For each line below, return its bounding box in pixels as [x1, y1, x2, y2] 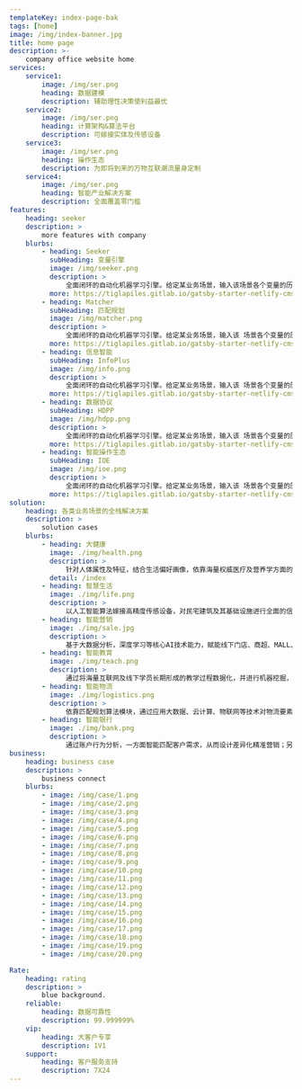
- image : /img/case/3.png [41, 808, 139, 817]
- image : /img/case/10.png [41, 866, 143, 875]
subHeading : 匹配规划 [49, 306, 126, 315]
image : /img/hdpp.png [49, 415, 130, 424]
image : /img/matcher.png [49, 314, 143, 324]
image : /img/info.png [49, 364, 130, 373]
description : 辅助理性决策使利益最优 [41, 96, 168, 106]
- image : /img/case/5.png [41, 824, 139, 833]
